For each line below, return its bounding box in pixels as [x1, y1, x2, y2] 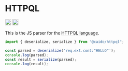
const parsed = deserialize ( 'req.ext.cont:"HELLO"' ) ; [5, 48, 116, 53]
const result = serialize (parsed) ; [5, 57, 77, 62]
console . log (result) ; [5, 61, 49, 67]
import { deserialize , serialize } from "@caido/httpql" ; [5, 39, 124, 44]
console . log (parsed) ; [5, 53, 49, 57]
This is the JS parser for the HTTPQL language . [5, 30, 100, 36]
